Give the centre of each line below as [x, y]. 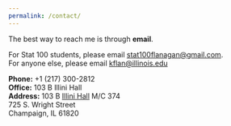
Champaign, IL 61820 [44, 113]
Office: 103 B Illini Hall [45, 87]
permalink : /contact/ [45, 16]
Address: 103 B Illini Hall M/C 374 [65, 96]
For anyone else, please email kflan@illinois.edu [88, 63]
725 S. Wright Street [42, 104]
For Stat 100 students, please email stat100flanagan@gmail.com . [116, 54]
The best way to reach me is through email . [81, 39]
